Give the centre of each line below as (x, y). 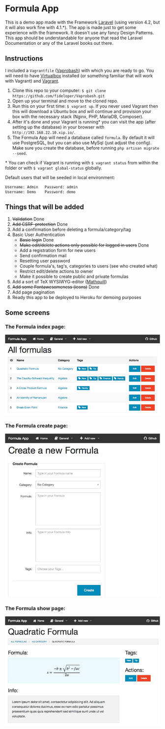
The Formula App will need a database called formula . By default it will (83, 137)
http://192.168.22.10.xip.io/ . (44, 132)
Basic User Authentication (39, 235)
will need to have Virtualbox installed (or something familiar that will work (79, 76)
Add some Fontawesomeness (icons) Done (56, 287)
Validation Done (28, 219)
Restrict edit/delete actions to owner (56, 271)
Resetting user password (45, 261)
